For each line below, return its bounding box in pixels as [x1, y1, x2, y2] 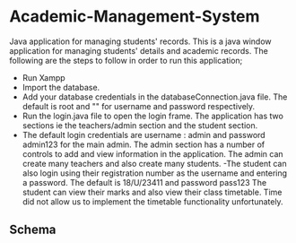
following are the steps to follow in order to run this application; [9, 55, 243, 65]
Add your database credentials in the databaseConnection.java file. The [22, 91, 288, 102]
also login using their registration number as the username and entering [22, 168, 288, 178]
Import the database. [22, 82, 100, 92]
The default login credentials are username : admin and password [22, 129, 266, 140]
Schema [9, 222, 57, 238]
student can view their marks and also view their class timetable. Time [22, 187, 283, 197]
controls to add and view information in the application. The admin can [22, 148, 284, 159]
